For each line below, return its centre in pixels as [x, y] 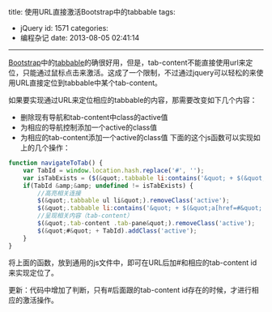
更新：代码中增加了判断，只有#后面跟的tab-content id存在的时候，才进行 [130, 289]
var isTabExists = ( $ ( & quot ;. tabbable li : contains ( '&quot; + [128, 178]
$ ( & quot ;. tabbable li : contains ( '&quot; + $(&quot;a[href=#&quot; [150, 208]
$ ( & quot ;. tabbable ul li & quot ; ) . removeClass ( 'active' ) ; [134, 201]
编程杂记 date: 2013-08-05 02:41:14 [80, 38]
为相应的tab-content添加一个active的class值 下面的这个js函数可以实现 [136, 137]
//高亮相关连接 [59, 193]
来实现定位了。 [33, 272]
